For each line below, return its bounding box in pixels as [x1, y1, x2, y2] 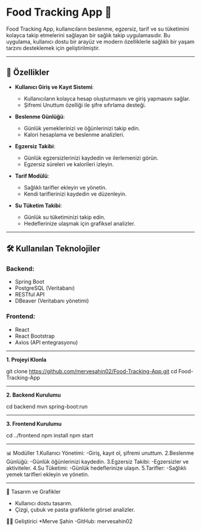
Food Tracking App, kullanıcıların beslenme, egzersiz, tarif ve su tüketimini [6, 25, 190, 32]
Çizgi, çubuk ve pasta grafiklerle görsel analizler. [14, 506, 135, 513]
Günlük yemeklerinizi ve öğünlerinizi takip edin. [23, 124, 141, 131]
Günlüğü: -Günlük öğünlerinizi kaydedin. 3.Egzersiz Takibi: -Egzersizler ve [6, 458, 189, 465]
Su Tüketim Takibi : [14, 202, 62, 209]
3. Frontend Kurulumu [6, 420, 62, 427]
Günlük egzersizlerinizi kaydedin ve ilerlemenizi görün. [23, 154, 159, 161]
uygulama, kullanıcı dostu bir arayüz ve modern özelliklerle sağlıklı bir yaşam [6, 38, 195, 45]
